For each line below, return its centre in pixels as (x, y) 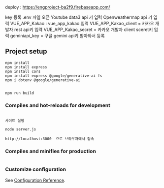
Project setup (26, 51)
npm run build (20, 93)
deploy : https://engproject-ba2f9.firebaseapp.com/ (58, 7)
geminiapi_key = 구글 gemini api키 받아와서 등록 (57, 36)
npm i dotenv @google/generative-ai (43, 80)
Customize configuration (36, 169)
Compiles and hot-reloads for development (58, 105)
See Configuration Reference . (35, 180)
